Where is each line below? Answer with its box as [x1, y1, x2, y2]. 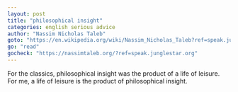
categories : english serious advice [7, 23, 115, 30]
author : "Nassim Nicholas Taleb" [7, 30, 106, 38]
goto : [7, 37, 23, 44]
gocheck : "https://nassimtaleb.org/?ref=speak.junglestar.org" [7, 50, 198, 57]
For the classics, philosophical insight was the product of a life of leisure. [7, 69, 220, 78]
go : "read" [7, 43, 40, 50]
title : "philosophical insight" [7, 17, 103, 24]
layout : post [7, 10, 46, 18]
